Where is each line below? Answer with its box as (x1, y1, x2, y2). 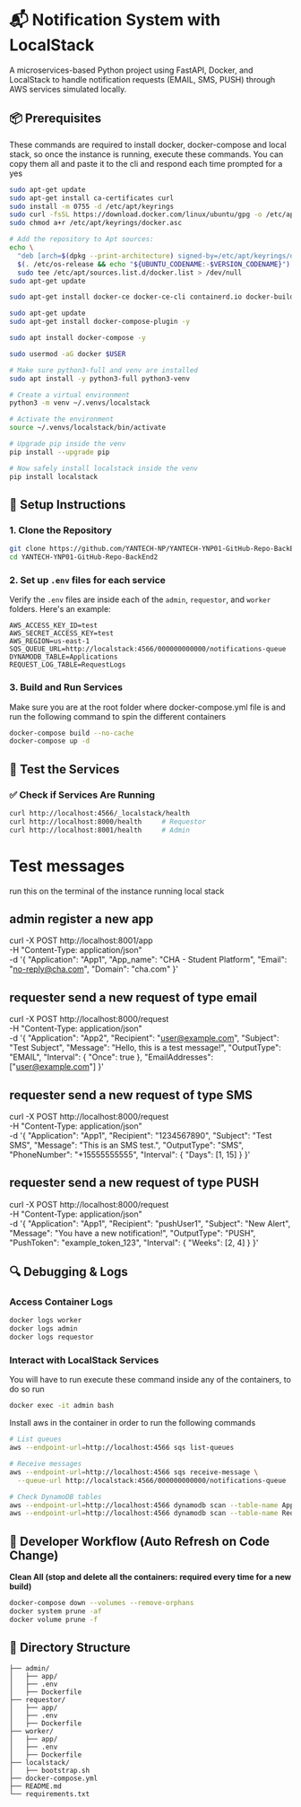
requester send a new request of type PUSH (9, 1175, 260, 1191)
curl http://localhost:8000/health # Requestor (9, 816, 206, 826)
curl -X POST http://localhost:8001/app (9, 935, 154, 946)
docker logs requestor (9, 1332, 94, 1342)
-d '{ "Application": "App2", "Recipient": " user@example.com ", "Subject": (9, 1033, 279, 1043)
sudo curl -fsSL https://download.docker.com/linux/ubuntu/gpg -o (9, 210, 262, 219)
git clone (9, 545, 47, 554)
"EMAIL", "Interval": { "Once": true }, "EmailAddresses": (9, 1052, 213, 1062)
